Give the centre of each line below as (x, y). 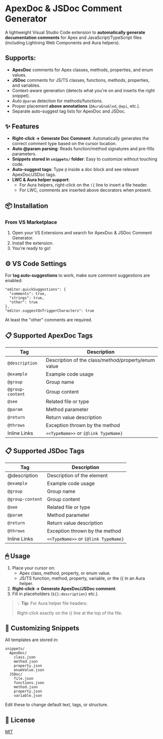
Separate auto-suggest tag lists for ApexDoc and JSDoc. (69, 111)
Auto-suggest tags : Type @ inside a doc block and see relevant (75, 169)
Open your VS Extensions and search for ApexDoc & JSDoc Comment (82, 233)
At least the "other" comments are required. (49, 320)
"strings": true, (27, 298)
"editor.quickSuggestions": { (36, 290)
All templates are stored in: (32, 640)
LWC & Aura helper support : (41, 180)
